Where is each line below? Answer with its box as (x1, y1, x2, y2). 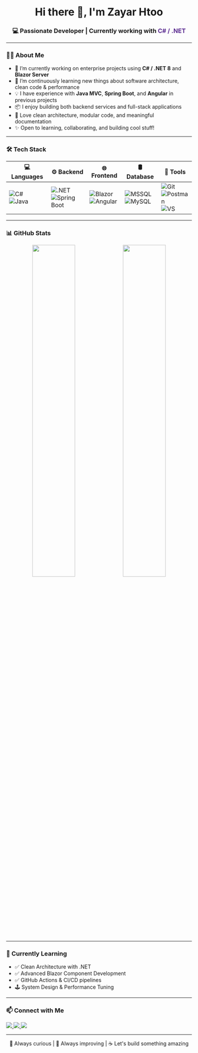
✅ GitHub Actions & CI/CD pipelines (14, 976, 102, 983)
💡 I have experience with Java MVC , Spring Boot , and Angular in (14, 90, 174, 97)
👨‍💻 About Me (6, 51, 44, 60)
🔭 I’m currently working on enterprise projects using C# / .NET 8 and (14, 64, 181, 71)
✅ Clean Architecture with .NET (14, 963, 91, 970)
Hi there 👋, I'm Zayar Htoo (35, 5, 163, 19)
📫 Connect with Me (6, 1006, 64, 1015)
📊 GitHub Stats (6, 229, 51, 237)
